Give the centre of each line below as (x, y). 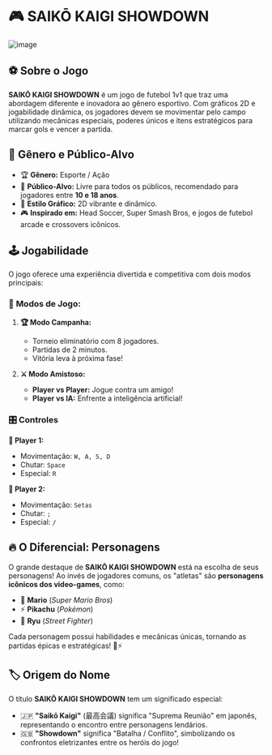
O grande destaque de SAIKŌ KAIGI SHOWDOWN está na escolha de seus (134, 567)
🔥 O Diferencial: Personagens (84, 548)
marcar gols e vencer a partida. (61, 129)
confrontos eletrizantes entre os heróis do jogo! (100, 742)
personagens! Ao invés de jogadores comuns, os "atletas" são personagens (136, 575)
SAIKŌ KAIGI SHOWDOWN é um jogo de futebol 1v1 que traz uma (118, 94)
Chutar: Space (43, 465)
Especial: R (38, 473)
